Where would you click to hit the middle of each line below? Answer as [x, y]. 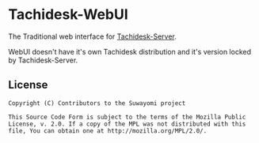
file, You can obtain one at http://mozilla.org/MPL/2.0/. [108, 131]
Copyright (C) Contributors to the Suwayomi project [97, 103]
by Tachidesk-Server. [43, 60]
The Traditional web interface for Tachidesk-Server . [92, 36]
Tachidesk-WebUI [68, 15]
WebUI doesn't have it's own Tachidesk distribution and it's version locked [130, 51]
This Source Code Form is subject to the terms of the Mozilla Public [127, 117]
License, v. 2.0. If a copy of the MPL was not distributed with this [127, 124]
